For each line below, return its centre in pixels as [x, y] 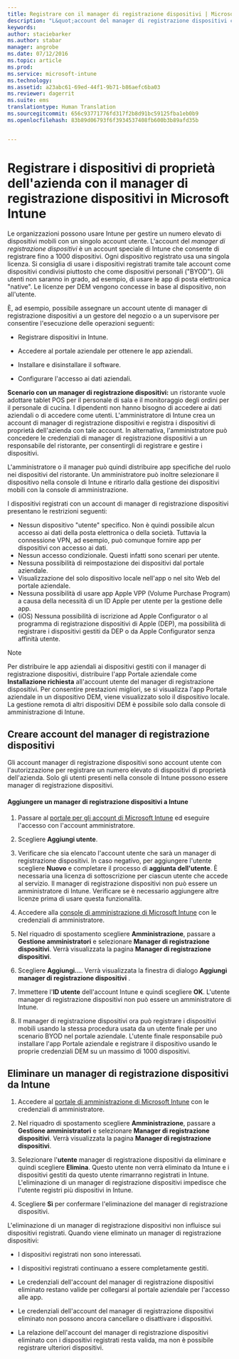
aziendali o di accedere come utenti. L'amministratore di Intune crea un [111, 415]
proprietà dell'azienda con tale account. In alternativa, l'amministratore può [117, 430]
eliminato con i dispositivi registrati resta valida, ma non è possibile [116, 1340]
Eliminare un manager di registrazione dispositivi [118, 1073]
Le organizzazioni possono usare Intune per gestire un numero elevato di [115, 234]
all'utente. [22, 294]
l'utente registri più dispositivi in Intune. [75, 1190]
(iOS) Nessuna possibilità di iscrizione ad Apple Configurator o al [113, 616]
